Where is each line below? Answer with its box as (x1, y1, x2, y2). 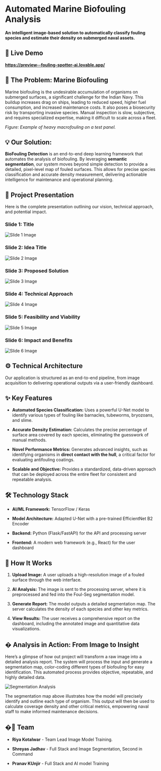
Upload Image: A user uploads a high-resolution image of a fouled (12, 572, 145, 578)
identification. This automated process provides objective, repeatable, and (5, 669, 153, 675)
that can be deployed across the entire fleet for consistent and (12, 471, 137, 477)
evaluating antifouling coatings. (12, 456, 75, 462)
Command (12, 751, 33, 757)
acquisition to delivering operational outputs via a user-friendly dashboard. (5, 380, 154, 385)
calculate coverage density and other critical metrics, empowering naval (5, 704, 149, 709)
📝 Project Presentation (5, 191, 74, 199)
